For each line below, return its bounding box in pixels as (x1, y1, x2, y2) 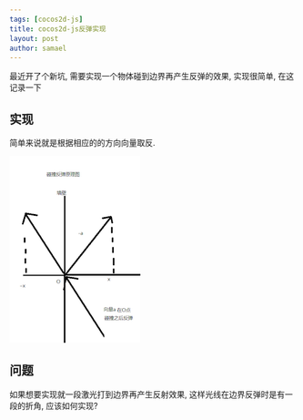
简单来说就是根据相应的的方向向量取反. (9, 138, 157, 149)
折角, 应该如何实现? (25, 400, 98, 411)
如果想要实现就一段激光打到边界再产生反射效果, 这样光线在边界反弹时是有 (9, 388, 285, 400)
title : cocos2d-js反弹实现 (9, 24, 106, 34)
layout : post (9, 34, 59, 43)
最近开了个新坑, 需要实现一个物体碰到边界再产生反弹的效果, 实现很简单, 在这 (9, 71, 294, 82)
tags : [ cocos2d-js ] (9, 15, 84, 24)
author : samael (9, 44, 67, 53)
